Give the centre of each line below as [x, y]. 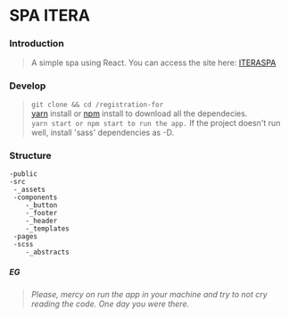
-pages [25, 237]
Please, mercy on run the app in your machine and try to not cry [149, 295]
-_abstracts [47, 252]
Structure [30, 155]
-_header [41, 221]
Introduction [37, 44]
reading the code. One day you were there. [110, 304]
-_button [41, 205]
